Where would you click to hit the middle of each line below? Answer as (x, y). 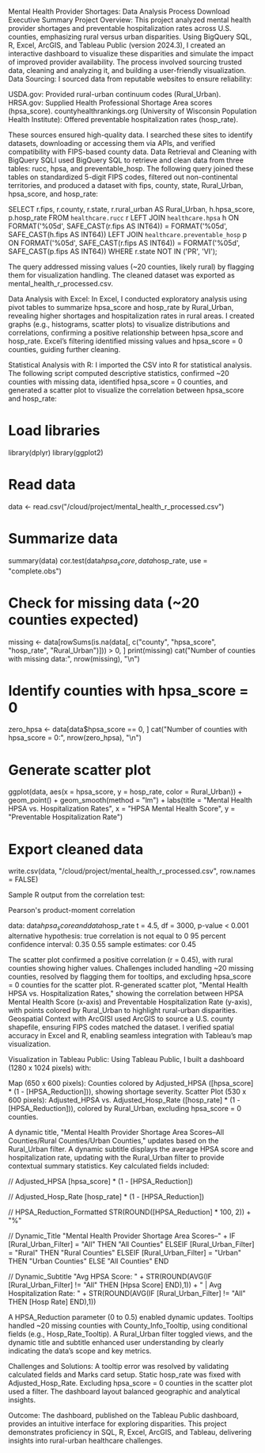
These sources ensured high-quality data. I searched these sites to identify (131, 135)
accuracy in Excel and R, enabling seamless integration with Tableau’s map (131, 1036)
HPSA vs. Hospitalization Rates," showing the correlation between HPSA (126, 994)
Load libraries (54, 431)
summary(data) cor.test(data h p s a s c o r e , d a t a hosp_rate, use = (108, 561)
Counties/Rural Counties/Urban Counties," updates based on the (114, 1141)
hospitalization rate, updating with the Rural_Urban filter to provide (116, 1158)
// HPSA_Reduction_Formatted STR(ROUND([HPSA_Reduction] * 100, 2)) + (130, 1212)
